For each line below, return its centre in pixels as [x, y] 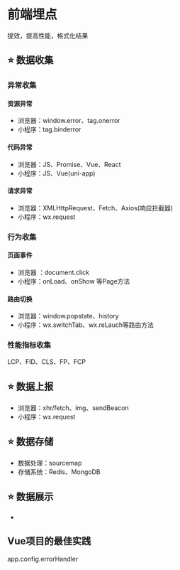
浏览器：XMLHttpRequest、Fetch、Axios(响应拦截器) [95, 208]
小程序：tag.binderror [49, 129]
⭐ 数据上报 [30, 386]
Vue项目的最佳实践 [49, 541]
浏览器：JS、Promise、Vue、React [69, 164]
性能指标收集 [29, 345]
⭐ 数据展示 [30, 496]
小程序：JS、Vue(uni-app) [56, 173]
